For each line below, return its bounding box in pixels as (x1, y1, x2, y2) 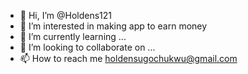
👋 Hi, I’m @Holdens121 (19, 10, 113, 21)
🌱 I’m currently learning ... (19, 31, 127, 42)
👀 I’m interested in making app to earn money (19, 20, 208, 32)
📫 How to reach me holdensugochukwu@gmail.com (19, 53, 238, 64)
